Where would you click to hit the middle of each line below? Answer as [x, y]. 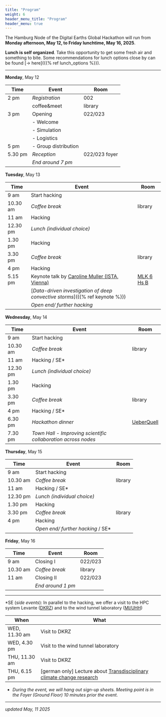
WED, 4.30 [20, 643]
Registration [46, 98]
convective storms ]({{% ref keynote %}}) [78, 297]
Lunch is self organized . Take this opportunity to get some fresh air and [79, 53]
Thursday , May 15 [24, 452]
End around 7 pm [52, 163]
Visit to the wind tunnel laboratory [80, 646]
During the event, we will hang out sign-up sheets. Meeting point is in [83, 690]
